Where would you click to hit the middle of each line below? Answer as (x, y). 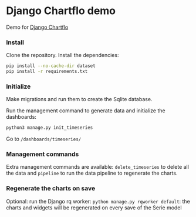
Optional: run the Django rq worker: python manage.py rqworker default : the (98, 201)
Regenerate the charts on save (51, 188)
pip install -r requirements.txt (47, 72)
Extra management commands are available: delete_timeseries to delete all (98, 167)
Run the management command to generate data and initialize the (86, 111)
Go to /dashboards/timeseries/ (44, 139)
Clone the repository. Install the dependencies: (62, 55)
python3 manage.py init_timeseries (50, 128)
